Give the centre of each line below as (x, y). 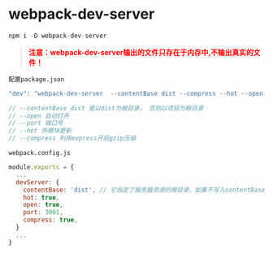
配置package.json (37, 79)
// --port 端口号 (36, 123)
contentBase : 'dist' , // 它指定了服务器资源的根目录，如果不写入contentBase (144, 190)
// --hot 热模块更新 (40, 131)
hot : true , (41, 197)
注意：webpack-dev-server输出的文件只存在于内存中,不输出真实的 (141, 52)
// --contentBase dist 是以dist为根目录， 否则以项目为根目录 (106, 108)
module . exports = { (41, 167)
